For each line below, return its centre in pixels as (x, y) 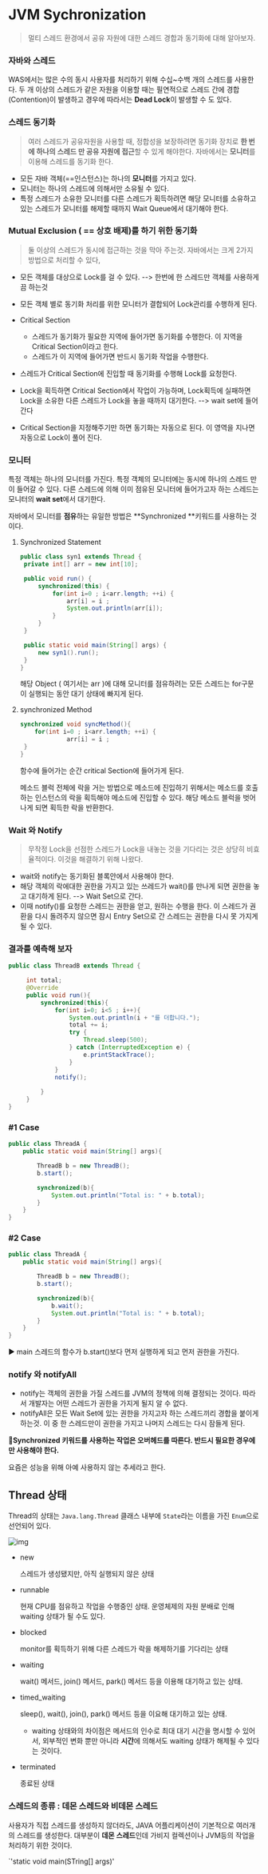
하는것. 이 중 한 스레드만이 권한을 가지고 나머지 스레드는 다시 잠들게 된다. (132, 1424)
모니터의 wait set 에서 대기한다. (57, 499)
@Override (42, 988)
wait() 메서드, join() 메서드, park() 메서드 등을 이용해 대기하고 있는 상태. (131, 1681)
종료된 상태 (37, 1784)
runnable (34, 1590)
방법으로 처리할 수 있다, (64, 260)
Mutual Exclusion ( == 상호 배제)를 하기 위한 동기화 (103, 231)
